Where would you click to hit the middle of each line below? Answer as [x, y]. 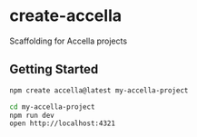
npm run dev [32, 115]
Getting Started [54, 69]
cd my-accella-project [52, 107]
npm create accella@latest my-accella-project [99, 90]
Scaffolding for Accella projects [69, 41]
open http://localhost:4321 [63, 123]
